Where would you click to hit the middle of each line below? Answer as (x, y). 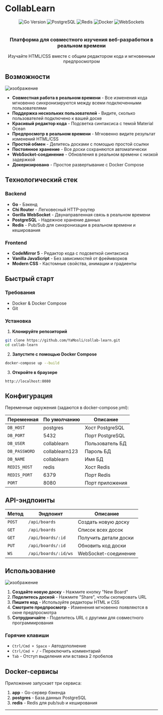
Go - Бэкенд (25, 204)
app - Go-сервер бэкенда (39, 693)
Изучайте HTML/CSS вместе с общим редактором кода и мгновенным (81, 56)
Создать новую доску (103, 522)
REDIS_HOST (20, 467)
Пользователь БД (106, 443)
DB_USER (16, 444)
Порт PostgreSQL (105, 436)
